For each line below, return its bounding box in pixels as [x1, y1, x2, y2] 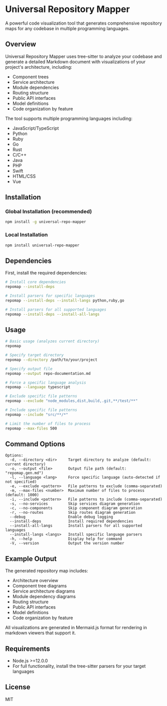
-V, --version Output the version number [10, 541, 124, 546]
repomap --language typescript [5, 385, 71, 390]
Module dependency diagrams [12, 594, 76, 600]
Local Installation [5, 231, 48, 238]
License [5, 683, 31, 691]
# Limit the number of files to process [5, 421, 91, 426]
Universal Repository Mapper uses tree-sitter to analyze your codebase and [5, 53, 162, 59]
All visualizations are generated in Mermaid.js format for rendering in [5, 625, 147, 631]
